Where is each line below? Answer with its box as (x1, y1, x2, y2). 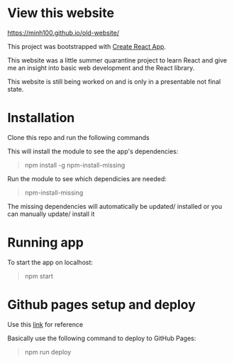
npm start (24, 271, 53, 280)
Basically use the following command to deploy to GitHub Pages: (7, 334, 196, 342)
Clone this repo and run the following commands (7, 133, 150, 141)
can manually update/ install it (7, 210, 95, 218)
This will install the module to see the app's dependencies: (7, 147, 179, 156)
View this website (7, 5, 115, 21)
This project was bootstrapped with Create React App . (7, 42, 167, 50)
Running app (7, 234, 84, 251)
